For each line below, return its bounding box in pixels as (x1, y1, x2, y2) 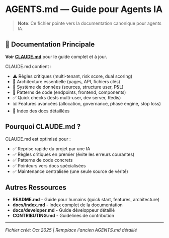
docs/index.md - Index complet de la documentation (12, 202, 123, 208)
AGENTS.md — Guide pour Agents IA (5, 4, 163, 15)
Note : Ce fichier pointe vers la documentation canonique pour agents (17, 20, 162, 26)
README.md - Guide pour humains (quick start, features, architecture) (12, 197, 160, 203)
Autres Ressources (5, 183, 66, 192)
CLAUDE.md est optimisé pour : (5, 136, 71, 142)
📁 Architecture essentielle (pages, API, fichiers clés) (12, 78, 121, 84)
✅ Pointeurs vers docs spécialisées (12, 162, 86, 168)
